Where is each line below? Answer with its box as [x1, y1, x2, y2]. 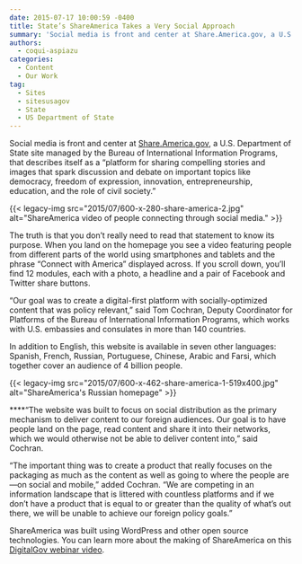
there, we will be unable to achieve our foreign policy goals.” [9, 508, 233, 519]
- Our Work [17, 72, 58, 81]
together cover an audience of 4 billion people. [9, 360, 183, 371]
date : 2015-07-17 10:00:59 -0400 [9, 13, 135, 22]
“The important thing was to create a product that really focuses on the [9, 460, 272, 471]
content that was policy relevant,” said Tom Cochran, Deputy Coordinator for [9, 304, 293, 315]
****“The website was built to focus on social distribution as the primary [9, 405, 277, 416]
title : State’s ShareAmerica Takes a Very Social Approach [9, 22, 235, 31]
